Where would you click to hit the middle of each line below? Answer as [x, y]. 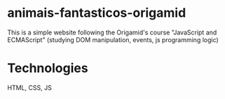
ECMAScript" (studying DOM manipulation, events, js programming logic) [113, 39]
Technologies [48, 68]
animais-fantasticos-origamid [97, 13]
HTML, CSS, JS [30, 87]
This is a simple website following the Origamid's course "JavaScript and [112, 32]
